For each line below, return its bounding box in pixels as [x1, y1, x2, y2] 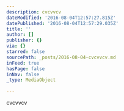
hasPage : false [6, 65, 45, 72]
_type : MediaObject [6, 77, 56, 83]
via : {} [6, 43, 26, 49]
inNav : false [6, 71, 40, 77]
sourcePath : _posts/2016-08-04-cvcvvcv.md [6, 54, 116, 60]
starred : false [6, 49, 45, 55]
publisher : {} [6, 37, 43, 43]
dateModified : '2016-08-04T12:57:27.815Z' [6, 15, 116, 21]
